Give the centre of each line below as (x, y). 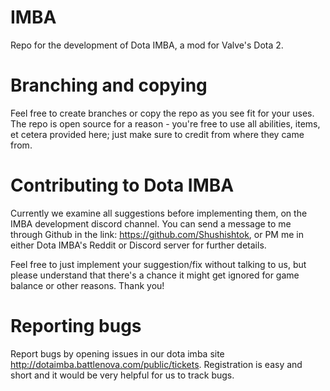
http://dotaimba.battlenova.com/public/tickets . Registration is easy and (156, 364)
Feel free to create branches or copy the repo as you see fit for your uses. (162, 113)
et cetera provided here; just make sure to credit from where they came (157, 134)
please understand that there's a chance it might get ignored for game (155, 275)
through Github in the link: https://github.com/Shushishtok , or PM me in (157, 234)
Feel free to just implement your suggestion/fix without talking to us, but (158, 264)
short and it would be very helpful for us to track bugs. (122, 375)
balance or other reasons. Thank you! (87, 285)
